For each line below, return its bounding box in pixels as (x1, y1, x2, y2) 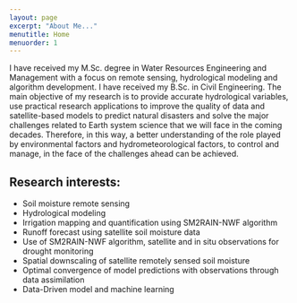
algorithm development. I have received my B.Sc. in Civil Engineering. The (9, 82, 282, 92)
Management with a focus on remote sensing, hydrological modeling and (9, 73, 278, 83)
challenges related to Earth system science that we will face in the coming (9, 120, 283, 131)
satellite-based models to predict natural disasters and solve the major (9, 110, 269, 121)
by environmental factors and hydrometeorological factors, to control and (9, 139, 280, 150)
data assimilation (21, 274, 85, 285)
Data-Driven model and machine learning (21, 284, 174, 295)
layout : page (9, 13, 58, 22)
